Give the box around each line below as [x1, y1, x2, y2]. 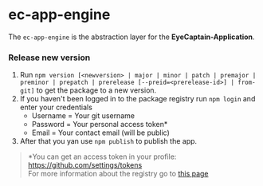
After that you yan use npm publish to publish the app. [19, 137, 198, 146]
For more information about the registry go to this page [27, 169, 209, 179]
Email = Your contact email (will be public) [31, 128, 170, 137]
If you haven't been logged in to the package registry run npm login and [19, 94, 256, 104]
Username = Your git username [31, 111, 135, 121]
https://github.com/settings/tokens [27, 160, 143, 170]
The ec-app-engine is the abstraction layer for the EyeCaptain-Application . [8, 32, 255, 42]
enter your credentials [19, 102, 93, 113]
